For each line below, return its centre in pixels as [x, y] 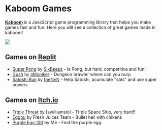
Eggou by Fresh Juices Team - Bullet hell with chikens [67, 117]
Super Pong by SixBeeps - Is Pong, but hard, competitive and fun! [79, 69]
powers [20, 84]
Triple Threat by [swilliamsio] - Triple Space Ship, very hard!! [74, 112]
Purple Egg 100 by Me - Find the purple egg [57, 122]
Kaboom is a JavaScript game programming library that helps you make [78, 22]
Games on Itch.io [32, 100]
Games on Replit [31, 57]
